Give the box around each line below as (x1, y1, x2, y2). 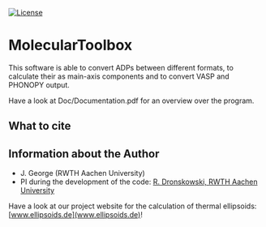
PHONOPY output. (8, 79, 71, 89)
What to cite (8, 119, 71, 133)
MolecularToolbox (8, 36, 133, 54)
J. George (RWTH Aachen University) (19, 169, 146, 178)
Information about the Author (8, 147, 160, 161)
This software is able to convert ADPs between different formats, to (8, 62, 234, 72)
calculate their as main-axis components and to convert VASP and (8, 71, 230, 81)
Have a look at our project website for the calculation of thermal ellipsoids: (8, 201, 257, 211)
